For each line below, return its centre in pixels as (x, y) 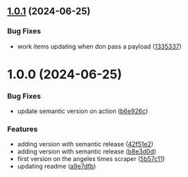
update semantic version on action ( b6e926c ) (83, 111)
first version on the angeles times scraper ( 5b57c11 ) (91, 159)
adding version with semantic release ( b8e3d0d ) (87, 151)
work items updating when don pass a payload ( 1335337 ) (99, 46)
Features (23, 129)
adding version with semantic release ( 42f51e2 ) (85, 144)
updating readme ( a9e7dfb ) (57, 167)
